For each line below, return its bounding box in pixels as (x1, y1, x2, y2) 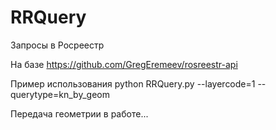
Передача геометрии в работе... (10, 107, 149, 120)
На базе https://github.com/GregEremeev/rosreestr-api (10, 58, 238, 70)
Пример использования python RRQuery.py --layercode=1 (10, 77, 256, 90)
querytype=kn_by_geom (10, 88, 110, 100)
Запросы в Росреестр (10, 39, 105, 51)
